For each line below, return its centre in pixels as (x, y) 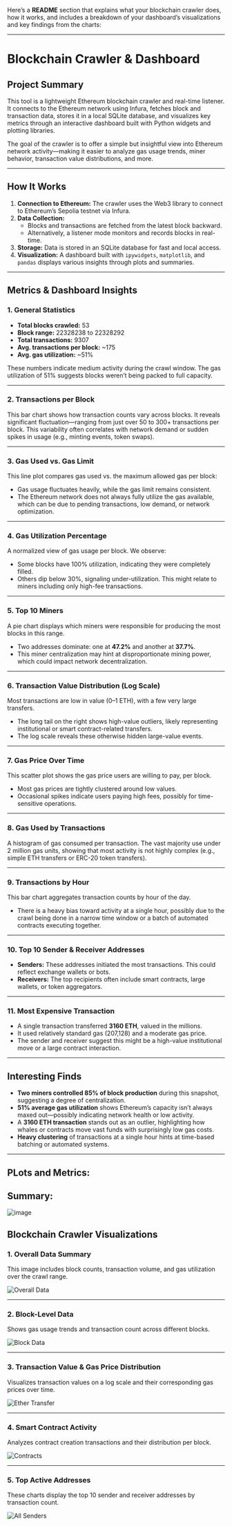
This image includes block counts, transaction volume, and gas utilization (111, 1269)
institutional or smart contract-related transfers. (85, 728)
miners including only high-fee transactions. (80, 586)
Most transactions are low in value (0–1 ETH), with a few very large (102, 700)
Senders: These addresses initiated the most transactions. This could (116, 965)
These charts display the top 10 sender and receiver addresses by (101, 1495)
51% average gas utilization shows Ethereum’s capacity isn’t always (115, 1108)
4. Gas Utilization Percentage (57, 536)
